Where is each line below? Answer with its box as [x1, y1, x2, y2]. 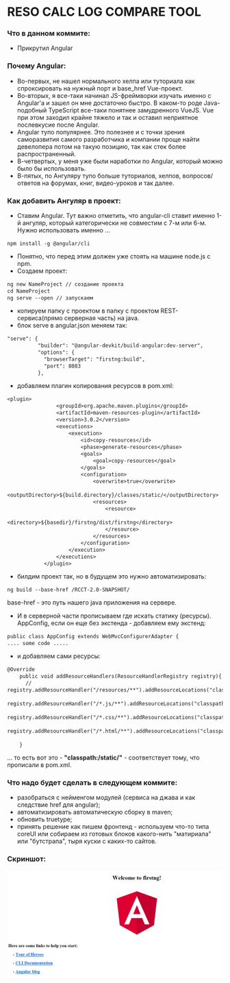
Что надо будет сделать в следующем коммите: [7, 778, 178, 787]
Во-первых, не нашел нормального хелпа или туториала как [16, 77, 195, 85]
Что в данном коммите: [7, 29, 90, 38]
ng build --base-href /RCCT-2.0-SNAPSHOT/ [7, 587, 130, 594]
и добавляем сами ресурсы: [16, 652, 101, 660]
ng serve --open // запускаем [7, 295, 94, 302]
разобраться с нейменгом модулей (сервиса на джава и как [16, 793, 196, 802]
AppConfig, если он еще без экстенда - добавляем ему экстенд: [16, 619, 207, 627]
